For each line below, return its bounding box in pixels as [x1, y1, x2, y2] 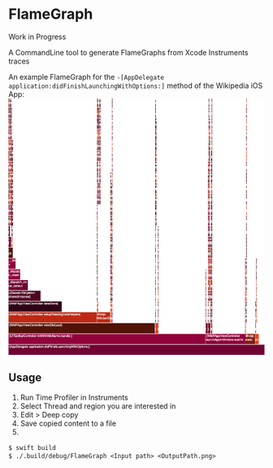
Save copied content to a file [19, 418, 116, 428]
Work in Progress [8, 32, 67, 42]
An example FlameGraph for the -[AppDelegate [8, 72, 165, 81]
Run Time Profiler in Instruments [19, 392, 128, 402]
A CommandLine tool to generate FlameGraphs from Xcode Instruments [8, 47, 249, 57]
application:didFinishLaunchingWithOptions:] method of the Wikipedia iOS [8, 81, 263, 90]
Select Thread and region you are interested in [19, 400, 176, 411]
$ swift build [8, 444, 57, 452]
